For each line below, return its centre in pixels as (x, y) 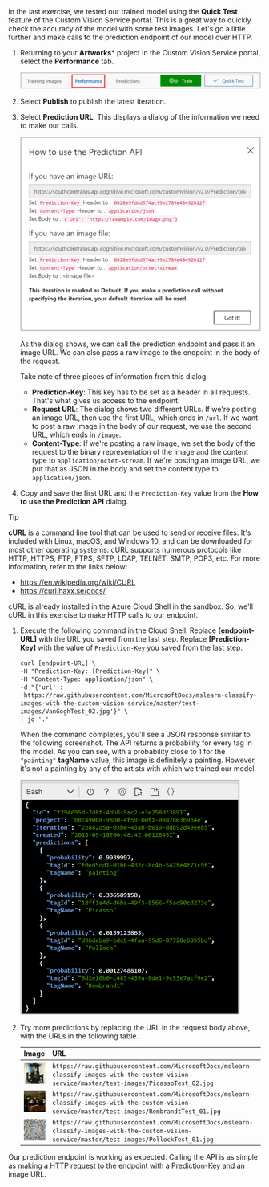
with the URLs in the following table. (79, 1036)
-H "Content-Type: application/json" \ (86, 679)
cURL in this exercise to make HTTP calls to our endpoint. (103, 614)
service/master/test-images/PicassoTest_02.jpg (132, 1083)
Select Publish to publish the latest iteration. (93, 101)
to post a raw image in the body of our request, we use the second (142, 426)
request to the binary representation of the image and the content (140, 451)
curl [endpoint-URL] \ (58, 663)
